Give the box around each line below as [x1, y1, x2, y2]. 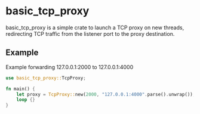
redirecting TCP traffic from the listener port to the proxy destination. [5, 30, 175, 37]
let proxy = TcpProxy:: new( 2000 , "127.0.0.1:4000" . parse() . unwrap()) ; [16, 91, 196, 97]
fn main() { [5, 85, 35, 92]
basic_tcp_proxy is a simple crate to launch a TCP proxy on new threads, [5, 24, 184, 31]
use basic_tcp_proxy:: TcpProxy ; [5, 75, 86, 81]
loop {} [16, 97, 35, 103]
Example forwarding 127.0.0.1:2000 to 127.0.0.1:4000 [5, 63, 134, 70]
